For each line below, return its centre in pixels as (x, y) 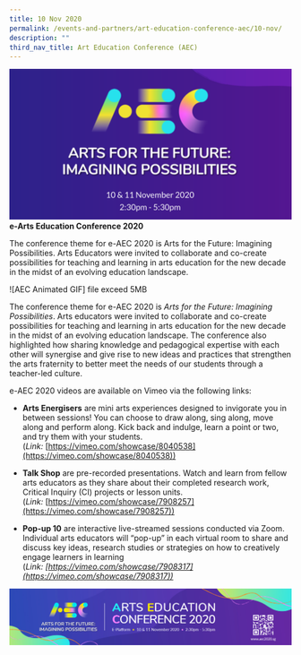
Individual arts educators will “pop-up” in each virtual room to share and (155, 538)
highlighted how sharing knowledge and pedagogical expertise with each (144, 344)
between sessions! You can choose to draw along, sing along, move (148, 418)
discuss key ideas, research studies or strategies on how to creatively (151, 547)
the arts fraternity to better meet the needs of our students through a (136, 364)
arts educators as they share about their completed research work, (146, 482)
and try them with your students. (82, 436)
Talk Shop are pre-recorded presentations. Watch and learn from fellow (155, 473)
